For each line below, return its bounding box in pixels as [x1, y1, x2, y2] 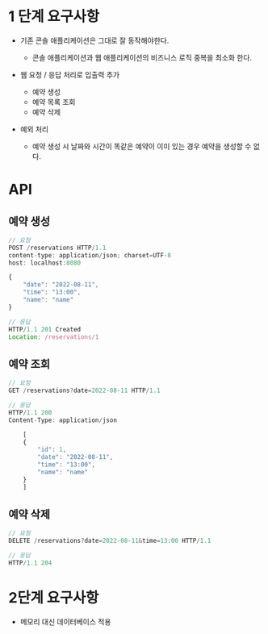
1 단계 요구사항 [8, 7, 99, 26]
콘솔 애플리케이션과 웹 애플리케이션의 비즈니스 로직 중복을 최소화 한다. [31, 52, 253, 62]
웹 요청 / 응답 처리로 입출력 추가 [19, 69, 119, 79]
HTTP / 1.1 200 [8, 408, 52, 416]
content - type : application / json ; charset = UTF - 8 [8, 251, 172, 259]
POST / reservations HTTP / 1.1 [8, 244, 107, 252]
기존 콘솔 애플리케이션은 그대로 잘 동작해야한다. [19, 35, 170, 45]
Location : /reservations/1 [8, 332, 99, 341]
